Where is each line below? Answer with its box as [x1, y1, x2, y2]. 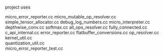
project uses [5, 4, 31, 10]
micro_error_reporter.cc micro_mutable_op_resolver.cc [5, 14, 117, 19]
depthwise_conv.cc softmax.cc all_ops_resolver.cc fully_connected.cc [5, 24, 147, 30]
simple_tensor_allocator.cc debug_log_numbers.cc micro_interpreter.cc [5, 19, 151, 25]
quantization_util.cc [5, 40, 45, 46]
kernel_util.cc [5, 35, 32, 41]
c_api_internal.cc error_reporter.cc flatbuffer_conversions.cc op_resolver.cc [5, 30, 159, 35]
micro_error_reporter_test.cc [5, 46, 63, 51]
